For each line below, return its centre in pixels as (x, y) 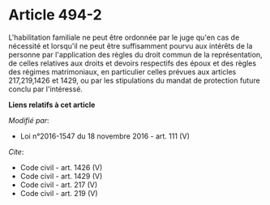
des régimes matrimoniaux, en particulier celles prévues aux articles (122, 71)
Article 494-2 (56, 15)
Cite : (16, 152)
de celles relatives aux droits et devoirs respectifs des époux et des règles (133, 63)
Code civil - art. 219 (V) (59, 193)
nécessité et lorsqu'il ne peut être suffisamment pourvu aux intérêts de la (131, 45)
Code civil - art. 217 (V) (59, 185)
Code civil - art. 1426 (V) (61, 167)
